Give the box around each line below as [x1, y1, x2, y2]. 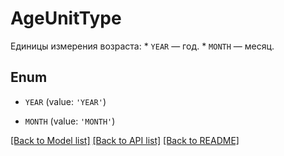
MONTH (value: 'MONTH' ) [24, 115, 116, 127]
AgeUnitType [10, 7, 122, 30]
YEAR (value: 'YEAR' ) [24, 95, 107, 107]
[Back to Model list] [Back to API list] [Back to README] [10, 134, 240, 146]
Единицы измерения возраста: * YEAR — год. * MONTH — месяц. [10, 40, 275, 52]
